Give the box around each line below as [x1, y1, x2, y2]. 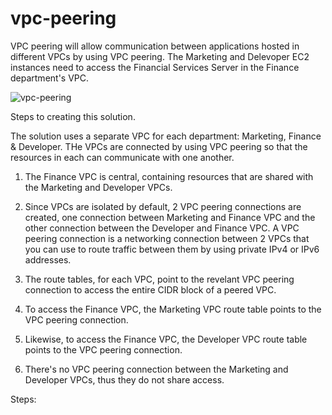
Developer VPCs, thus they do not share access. [24, 373, 225, 386]
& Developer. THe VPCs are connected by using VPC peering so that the [10, 140, 308, 152]
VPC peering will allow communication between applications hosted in [10, 40, 300, 52]
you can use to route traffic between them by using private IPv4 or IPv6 [24, 243, 320, 255]
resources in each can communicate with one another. [10, 151, 235, 163]
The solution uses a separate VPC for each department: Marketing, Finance [10, 130, 322, 142]
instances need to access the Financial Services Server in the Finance [10, 61, 300, 73]
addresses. [24, 253, 72, 266]
